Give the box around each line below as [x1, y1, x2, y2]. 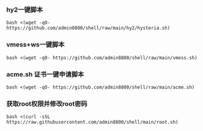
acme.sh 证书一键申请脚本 [6, 70, 84, 78]
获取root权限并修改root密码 [6, 99, 87, 108]
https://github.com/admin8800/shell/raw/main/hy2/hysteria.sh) [6, 25, 171, 31]
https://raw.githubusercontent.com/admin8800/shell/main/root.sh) [6, 119, 179, 125]
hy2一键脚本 [6, 5, 43, 13]
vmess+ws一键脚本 [6, 40, 65, 49]
